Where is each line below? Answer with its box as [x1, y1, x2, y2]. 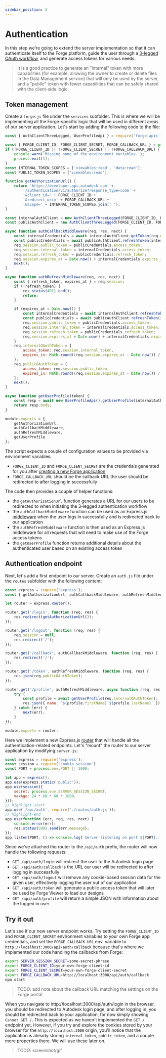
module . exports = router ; [5, 728, 58, 733]
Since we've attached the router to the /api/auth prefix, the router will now [5, 844, 158, 850]
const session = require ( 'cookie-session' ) [5, 762, 96, 767]
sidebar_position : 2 [5, 7, 48, 12]
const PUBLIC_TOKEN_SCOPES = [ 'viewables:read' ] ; [5, 170, 110, 175]
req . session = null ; [14, 632, 56, 638]
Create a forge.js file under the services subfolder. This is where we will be [5, 113, 161, 119]
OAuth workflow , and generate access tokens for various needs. [5, 55, 136, 61]
